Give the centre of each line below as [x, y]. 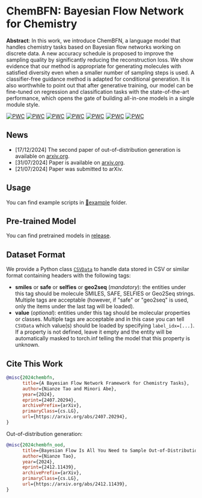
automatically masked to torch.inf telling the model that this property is [103, 338]
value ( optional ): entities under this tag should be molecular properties [103, 313]
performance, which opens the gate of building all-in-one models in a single [100, 98]
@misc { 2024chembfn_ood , [36, 445]
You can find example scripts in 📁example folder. [67, 202]
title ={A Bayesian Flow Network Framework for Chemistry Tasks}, [106, 383]
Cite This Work [35, 363]
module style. [23, 104]
